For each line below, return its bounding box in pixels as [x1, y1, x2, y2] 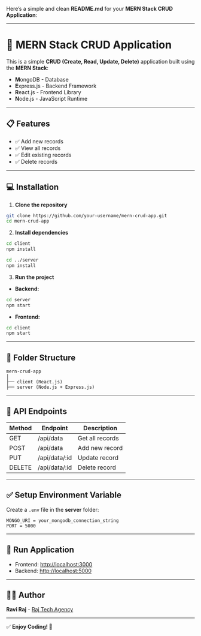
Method [9, 424, 32, 432]
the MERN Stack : [6, 64, 49, 71]
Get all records [77, 434, 119, 442]
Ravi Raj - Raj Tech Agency [6, 606, 74, 613]
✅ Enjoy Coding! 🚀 [6, 623, 53, 631]
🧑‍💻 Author [6, 590, 45, 600]
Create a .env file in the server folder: [6, 506, 99, 513]
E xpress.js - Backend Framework [14, 82, 97, 89]
